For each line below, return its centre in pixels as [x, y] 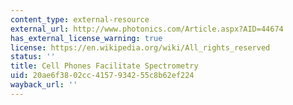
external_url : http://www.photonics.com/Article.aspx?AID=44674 [147, 29]
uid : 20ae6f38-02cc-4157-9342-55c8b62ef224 [102, 76]
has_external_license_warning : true [86, 38]
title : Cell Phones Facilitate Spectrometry [104, 66]
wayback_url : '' [44, 85]
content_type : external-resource [80, 19]
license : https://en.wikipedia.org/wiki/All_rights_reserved [140, 47]
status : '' [33, 57]
